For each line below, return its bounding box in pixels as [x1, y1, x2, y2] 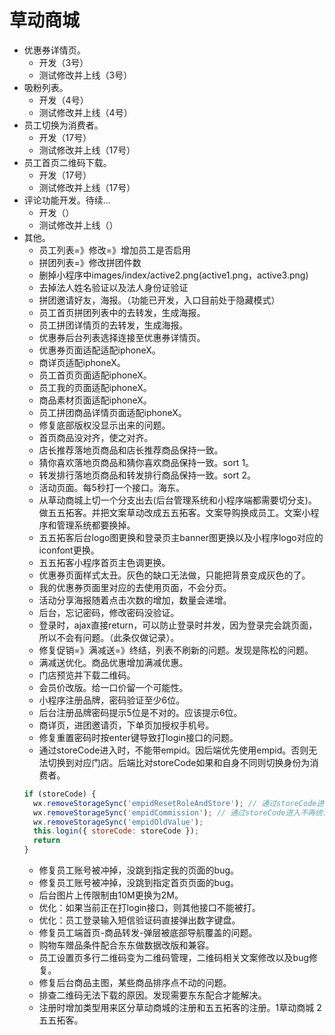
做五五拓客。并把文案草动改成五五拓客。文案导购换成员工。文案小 [38, 506, 311, 518]
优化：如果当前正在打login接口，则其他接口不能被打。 [38, 902, 261, 914]
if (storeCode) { [23, 789, 97, 799]
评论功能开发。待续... [23, 194, 111, 206]
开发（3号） [38, 56, 89, 68]
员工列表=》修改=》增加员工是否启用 [38, 244, 192, 256]
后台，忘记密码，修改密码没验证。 [38, 606, 180, 618]
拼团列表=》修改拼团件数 [38, 256, 142, 268]
